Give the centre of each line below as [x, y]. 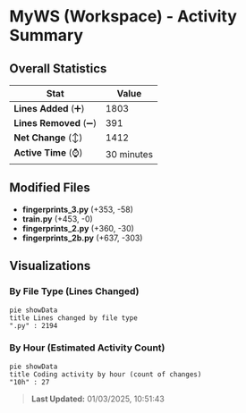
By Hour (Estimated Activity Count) [87, 348]
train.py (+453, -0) [58, 219]
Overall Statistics [58, 68]
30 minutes [129, 154]
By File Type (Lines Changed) [74, 291]
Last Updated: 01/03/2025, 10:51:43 [98, 399]
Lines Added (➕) [49, 109]
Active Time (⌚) [48, 152]
